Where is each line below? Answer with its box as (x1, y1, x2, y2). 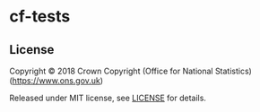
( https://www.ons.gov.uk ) (9, 75, 104, 86)
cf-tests (9, 6, 71, 27)
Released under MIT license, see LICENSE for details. (9, 92, 206, 103)
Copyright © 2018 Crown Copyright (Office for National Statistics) (9, 65, 253, 76)
